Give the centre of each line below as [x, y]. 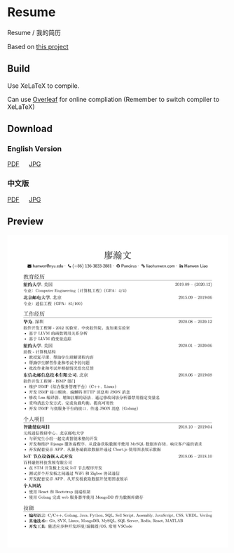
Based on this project [38, 46]
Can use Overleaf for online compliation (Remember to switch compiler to [113, 99]
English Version [34, 149]
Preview [26, 222]
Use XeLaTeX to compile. [43, 86]
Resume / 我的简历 [34, 32]
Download [30, 129]
